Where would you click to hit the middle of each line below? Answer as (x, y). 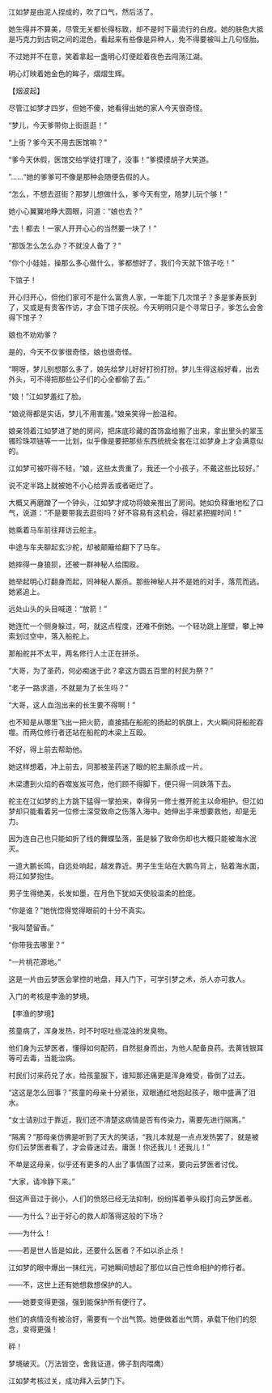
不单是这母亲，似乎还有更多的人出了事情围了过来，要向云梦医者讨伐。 (125, 1164)
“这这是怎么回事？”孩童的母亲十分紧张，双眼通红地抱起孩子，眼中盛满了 (129, 1092)
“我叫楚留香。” (31, 928)
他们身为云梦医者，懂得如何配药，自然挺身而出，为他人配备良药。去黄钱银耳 (136, 1048)
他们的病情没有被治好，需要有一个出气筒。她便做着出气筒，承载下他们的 (129, 1319)
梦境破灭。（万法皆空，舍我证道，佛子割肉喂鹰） (88, 1363)
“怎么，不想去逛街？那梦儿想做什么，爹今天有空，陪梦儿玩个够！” (118, 194)
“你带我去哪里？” (36, 945)
